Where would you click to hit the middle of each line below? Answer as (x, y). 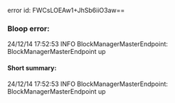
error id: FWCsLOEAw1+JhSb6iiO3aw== (66, 10)
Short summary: (32, 67)
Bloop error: (28, 28)
